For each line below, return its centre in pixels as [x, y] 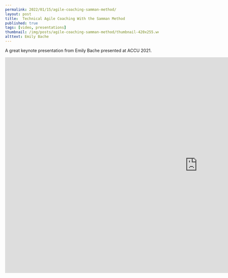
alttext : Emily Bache [27, 37]
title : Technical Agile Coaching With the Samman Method [65, 18]
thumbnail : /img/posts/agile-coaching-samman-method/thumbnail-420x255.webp [85, 32]
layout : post [18, 14]
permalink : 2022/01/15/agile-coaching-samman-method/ [61, 9]
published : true [21, 23]
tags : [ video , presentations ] [36, 28]
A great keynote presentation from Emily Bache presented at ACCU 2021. [78, 50]
